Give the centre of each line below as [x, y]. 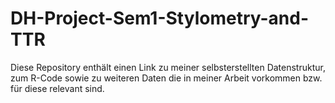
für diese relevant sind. [57, 88]
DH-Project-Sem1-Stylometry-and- [160, 18]
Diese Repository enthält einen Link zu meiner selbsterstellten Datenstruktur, [168, 67]
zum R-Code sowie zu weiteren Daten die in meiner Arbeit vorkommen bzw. [166, 78]
